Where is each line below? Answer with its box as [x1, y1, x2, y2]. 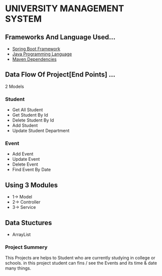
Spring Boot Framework [12, 46, 60, 51]
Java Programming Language [12, 51, 72, 57]
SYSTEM [5, 13, 42, 25]
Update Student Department [12, 128, 70, 134]
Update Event [12, 156, 40, 162]
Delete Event [12, 161, 38, 167]
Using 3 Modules [5, 181, 58, 189]
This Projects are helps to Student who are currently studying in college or [5, 255, 156, 261]
